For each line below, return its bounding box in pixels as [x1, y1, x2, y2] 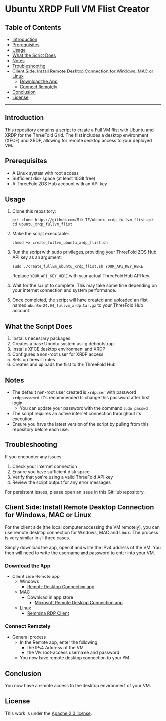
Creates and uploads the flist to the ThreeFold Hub [12, 361, 116, 368]
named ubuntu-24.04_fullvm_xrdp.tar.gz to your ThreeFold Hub [12, 302, 143, 308]
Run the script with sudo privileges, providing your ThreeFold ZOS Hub [12, 249, 157, 255]
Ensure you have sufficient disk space [12, 468, 90, 475]
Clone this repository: [12, 208, 56, 214]
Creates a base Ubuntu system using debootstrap [12, 341, 114, 347]
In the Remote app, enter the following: [19, 639, 99, 645]
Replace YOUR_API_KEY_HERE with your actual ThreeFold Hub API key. [12, 273, 151, 279]
